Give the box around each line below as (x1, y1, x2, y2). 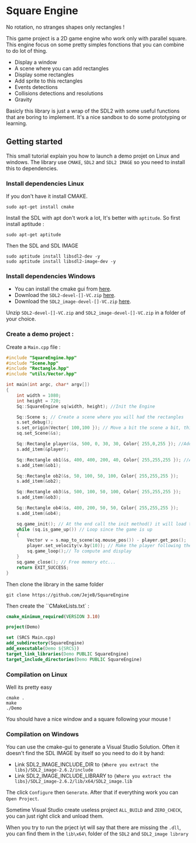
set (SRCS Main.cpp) (6, 634, 57, 641)
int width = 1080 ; (16, 393, 61, 398)
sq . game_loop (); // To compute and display (27, 548, 132, 554)
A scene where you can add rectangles (14, 64, 109, 71)
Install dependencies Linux (6, 179, 85, 187)
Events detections (14, 83, 58, 90)
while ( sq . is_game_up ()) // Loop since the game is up (16, 526, 153, 533)
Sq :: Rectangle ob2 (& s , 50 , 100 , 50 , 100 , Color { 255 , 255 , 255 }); (16, 473, 179, 479)
